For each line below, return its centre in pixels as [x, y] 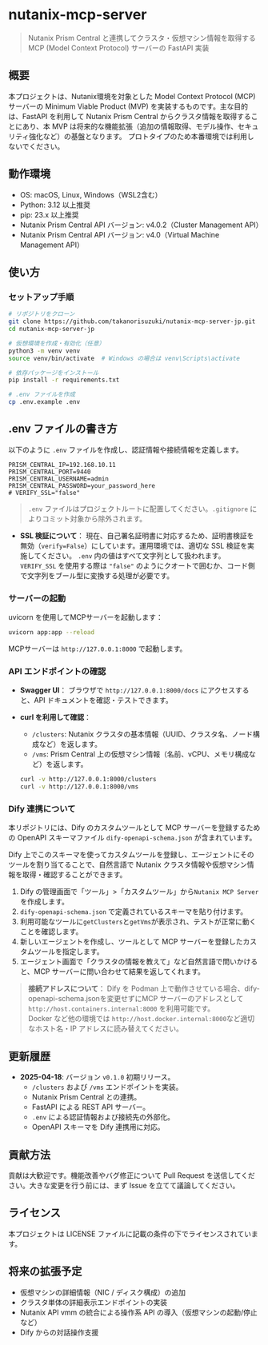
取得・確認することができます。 [74, 875]
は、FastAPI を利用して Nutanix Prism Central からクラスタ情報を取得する [130, 116]
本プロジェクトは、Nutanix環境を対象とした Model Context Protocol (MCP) [132, 96]
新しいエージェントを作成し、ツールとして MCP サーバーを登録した [131, 942]
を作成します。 [44, 902]
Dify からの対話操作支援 [59, 1332]
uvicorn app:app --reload [51, 633]
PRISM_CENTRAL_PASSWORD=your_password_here [82, 485]
